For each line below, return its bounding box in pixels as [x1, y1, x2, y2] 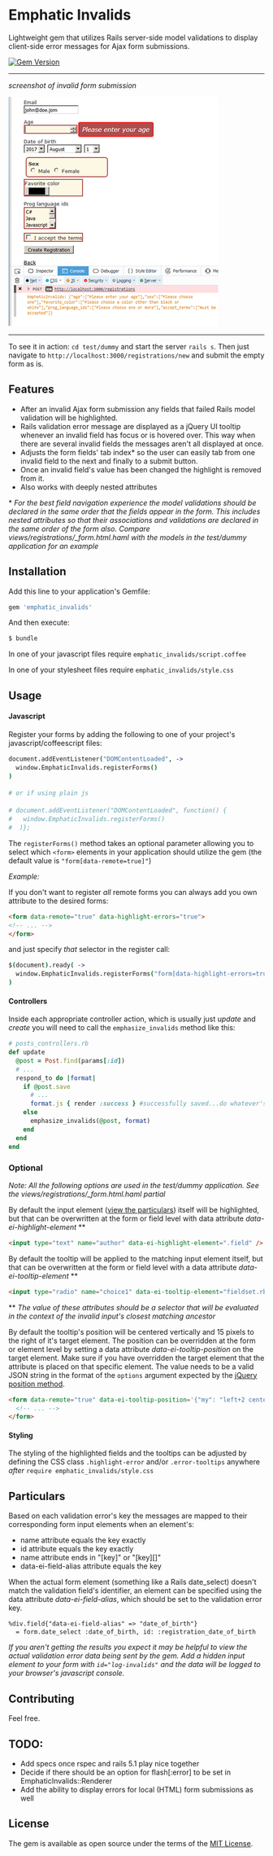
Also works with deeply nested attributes [19, 482, 158, 492]
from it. [19, 473, 45, 483]
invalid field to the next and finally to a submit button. [19, 456, 198, 466]
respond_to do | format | [15, 1073, 96, 1082]
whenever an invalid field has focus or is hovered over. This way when [19, 430, 256, 440]
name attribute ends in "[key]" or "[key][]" [19, 1553, 161, 1563]
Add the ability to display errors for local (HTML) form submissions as [19, 1784, 253, 1794]
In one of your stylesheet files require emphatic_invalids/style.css [8, 665, 234, 675]
